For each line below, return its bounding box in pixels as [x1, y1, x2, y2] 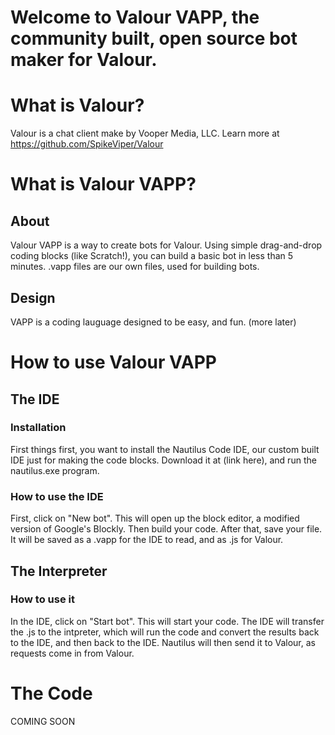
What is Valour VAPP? [10, 173, 197, 196]
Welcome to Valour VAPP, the [10, 6, 260, 29]
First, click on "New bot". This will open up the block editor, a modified [10, 512, 300, 525]
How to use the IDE [10, 489, 104, 503]
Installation [10, 421, 67, 435]
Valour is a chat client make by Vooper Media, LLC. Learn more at [10, 127, 280, 140]
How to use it [10, 592, 75, 606]
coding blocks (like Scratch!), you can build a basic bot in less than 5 [10, 250, 294, 262]
